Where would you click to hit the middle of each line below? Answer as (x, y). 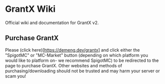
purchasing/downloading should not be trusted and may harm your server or (82, 71)
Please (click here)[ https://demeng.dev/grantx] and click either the (72, 50)
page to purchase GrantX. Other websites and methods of (64, 65)
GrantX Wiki (30, 9)
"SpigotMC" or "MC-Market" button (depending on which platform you (77, 55)
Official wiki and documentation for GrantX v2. (52, 23)
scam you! (15, 76)
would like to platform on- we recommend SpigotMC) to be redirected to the (82, 60)
